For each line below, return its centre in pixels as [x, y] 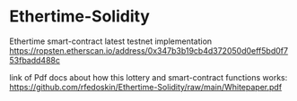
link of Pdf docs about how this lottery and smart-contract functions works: [148, 77]
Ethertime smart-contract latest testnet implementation [111, 41]
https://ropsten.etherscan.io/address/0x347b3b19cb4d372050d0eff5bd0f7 [149, 50]
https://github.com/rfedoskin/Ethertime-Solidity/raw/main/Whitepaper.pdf [146, 87]
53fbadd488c [35, 60]
